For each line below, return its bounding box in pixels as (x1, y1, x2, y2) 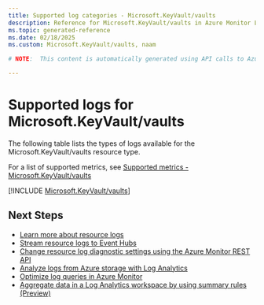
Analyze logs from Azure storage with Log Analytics (19, 263, 189, 273)
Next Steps (8, 209, 64, 222)
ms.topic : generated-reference (8, 26, 111, 34)
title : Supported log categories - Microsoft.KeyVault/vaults (8, 11, 216, 20)
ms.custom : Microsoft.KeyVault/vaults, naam (8, 41, 156, 49)
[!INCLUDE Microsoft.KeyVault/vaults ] (8, 186, 131, 195)
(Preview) (19, 288, 51, 298)
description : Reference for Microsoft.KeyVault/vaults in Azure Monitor (8, 19, 251, 27)
